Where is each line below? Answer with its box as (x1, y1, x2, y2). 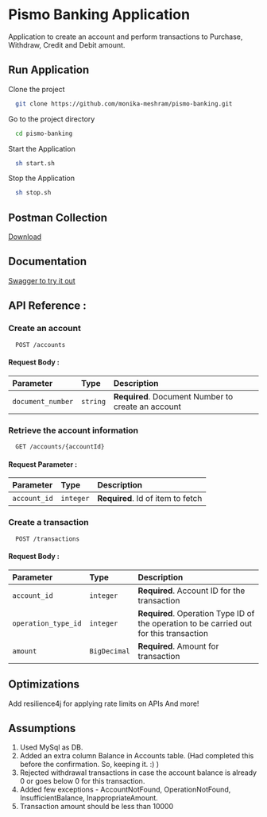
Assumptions (8, 721, 76, 735)
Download (8, 232, 42, 241)
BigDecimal (89, 646, 130, 656)
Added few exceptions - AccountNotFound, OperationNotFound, (19, 784, 231, 795)
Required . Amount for (137, 641, 219, 652)
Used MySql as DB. (19, 742, 83, 752)
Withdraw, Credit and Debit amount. (8, 40, 126, 49)
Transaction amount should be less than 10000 (19, 802, 173, 811)
